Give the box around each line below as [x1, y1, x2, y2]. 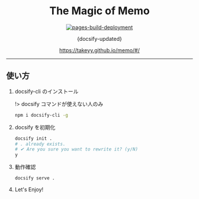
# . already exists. [14, 141, 66, 147]
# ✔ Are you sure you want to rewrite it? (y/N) [14, 146, 138, 152]
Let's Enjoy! [14, 186, 44, 193]
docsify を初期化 [14, 123, 56, 131]
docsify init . [14, 135, 53, 142]
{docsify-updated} [76, 35, 123, 42]
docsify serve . [14, 175, 55, 181]
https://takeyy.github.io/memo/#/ [59, 46, 140, 54]
